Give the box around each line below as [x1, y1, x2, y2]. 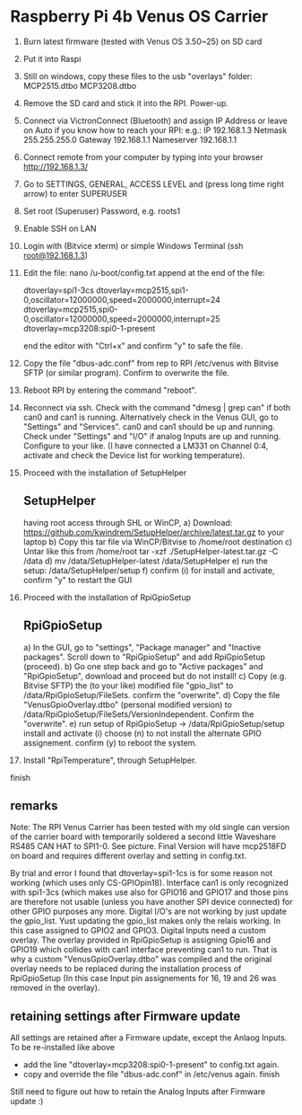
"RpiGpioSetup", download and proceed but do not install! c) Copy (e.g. [22, 670, 288, 681]
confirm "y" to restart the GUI [22, 574, 133, 585]
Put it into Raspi [22, 53, 82, 64]
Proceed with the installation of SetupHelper [22, 467, 187, 478]
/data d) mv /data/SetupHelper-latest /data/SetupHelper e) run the [22, 555, 268, 566]
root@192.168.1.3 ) [22, 250, 89, 261]
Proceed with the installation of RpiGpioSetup [22, 591, 192, 603]
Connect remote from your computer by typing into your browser [22, 151, 263, 163]
